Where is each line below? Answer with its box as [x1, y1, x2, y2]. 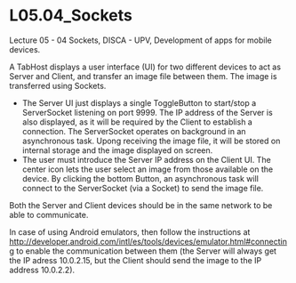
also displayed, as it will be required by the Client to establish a [21, 117, 253, 127]
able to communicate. [9, 209, 89, 220]
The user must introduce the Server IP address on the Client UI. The [21, 154, 271, 165]
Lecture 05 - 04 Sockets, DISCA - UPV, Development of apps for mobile [9, 35, 273, 45]
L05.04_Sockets [9, 5, 133, 26]
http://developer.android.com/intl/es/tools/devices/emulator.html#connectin [9, 236, 287, 247]
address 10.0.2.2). [9, 264, 76, 275]
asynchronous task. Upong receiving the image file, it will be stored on [21, 135, 281, 146]
